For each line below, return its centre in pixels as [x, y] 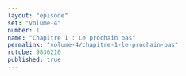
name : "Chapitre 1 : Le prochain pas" [72, 38]
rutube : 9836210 [34, 52]
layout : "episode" [38, 15]
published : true [34, 60]
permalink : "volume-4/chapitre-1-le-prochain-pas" [93, 45]
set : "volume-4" [34, 23]
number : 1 [24, 30]
